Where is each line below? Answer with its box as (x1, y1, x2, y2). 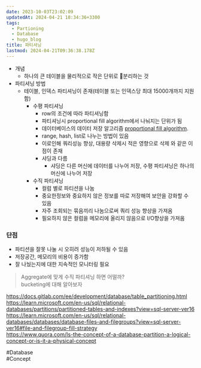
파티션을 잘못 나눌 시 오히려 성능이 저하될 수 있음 (14, 246, 129, 253)
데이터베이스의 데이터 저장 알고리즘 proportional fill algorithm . (41, 124, 188, 132)
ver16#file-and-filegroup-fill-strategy (6, 324, 98, 332)
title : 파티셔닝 (6, 42, 42, 48)
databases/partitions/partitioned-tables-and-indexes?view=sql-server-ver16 (6, 306, 195, 313)
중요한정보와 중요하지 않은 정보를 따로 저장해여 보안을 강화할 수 (41, 192, 189, 199)
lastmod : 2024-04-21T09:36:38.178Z (6, 48, 95, 54)
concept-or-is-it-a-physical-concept (6, 337, 97, 345)
